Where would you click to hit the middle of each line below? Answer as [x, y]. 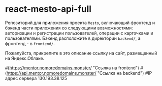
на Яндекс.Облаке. [25, 58]
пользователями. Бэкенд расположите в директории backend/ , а [73, 38]
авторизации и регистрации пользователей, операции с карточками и [79, 33]
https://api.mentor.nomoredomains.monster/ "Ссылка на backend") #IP [79, 73]
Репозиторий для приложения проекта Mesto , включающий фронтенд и [80, 23]
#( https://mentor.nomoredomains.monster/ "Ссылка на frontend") [72, 68]
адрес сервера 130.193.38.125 [36, 78]
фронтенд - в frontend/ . [30, 43]
